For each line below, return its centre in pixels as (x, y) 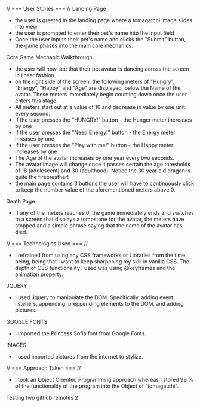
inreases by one (35, 139)
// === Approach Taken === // (44, 368)
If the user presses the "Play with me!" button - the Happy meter (94, 145)
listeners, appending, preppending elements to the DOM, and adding (99, 304)
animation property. (39, 274)
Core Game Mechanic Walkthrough (49, 57)
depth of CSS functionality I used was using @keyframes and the (95, 268)
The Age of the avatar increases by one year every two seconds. (95, 158)
